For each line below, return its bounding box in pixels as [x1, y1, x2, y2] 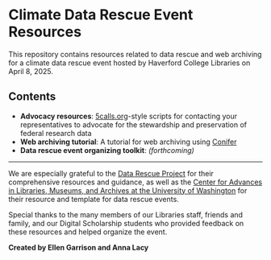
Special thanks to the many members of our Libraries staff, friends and [8, 209, 244, 219]
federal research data [19, 128, 92, 138]
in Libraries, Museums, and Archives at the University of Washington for [8, 185, 248, 195]
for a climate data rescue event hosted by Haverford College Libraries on [8, 58, 251, 68]
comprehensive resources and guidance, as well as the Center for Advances [8, 177, 263, 187]
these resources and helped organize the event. [8, 227, 168, 237]
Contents [8, 90, 56, 104]
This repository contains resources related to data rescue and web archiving [8, 49, 262, 59]
